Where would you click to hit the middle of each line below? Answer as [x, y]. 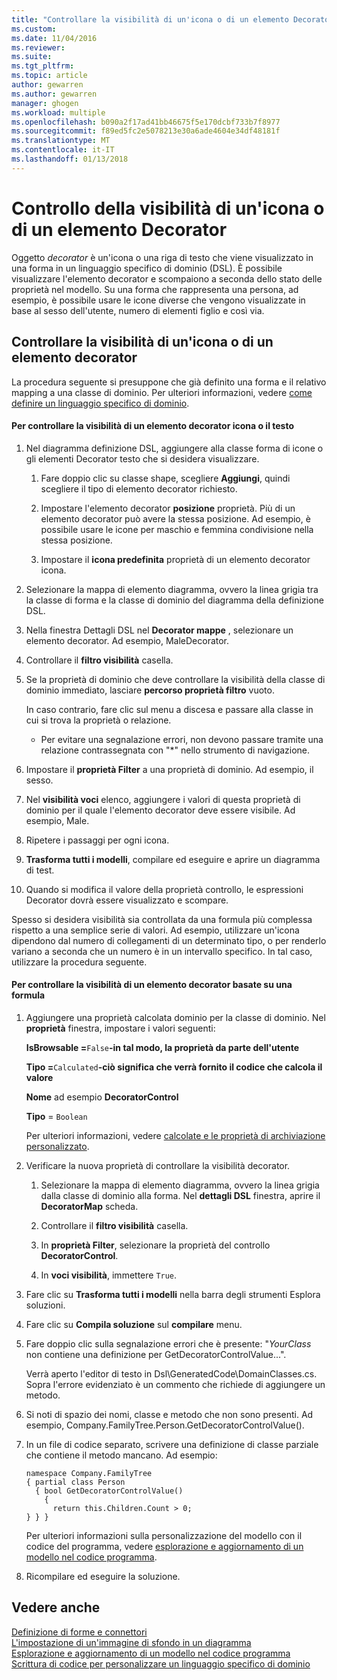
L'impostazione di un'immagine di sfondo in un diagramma [131, 1642]
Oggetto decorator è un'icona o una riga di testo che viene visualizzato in [162, 257]
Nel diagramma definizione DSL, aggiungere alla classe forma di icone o [174, 448]
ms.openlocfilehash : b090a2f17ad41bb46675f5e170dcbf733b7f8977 [146, 122]
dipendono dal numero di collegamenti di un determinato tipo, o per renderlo [169, 940]
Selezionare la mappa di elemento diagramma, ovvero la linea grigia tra [172, 589]
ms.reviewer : [38, 47]
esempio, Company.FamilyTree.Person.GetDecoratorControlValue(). [165, 1425]
